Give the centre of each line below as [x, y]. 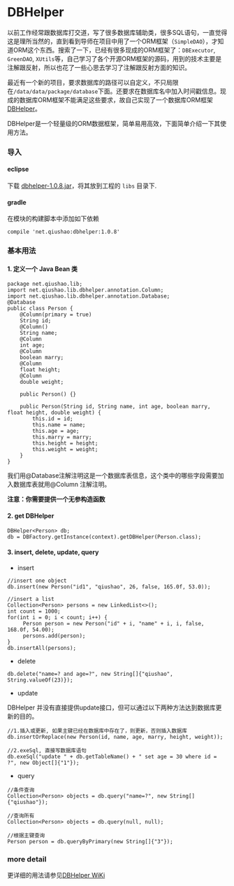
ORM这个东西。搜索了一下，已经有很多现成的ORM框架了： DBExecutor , [114, 50]
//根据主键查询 [26, 835]
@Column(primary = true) [56, 315]
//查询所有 [21, 816]
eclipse [18, 169]
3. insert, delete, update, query [53, 552]
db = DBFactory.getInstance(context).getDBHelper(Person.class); [104, 537]
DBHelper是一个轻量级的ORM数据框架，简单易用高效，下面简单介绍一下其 [114, 123]
